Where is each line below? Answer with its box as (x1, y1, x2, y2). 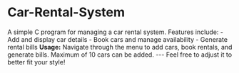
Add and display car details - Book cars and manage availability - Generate (7, 35, 228, 43)
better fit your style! (7, 57, 66, 66)
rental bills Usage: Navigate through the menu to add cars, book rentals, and (7, 43, 233, 51)
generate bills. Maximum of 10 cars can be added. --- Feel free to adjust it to (7, 50, 233, 59)
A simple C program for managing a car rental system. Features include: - (7, 28, 223, 36)
